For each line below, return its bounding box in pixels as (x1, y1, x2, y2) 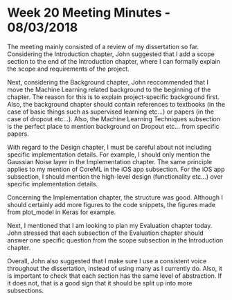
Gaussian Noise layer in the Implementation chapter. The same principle (7, 157, 213, 166)
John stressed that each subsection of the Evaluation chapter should (7, 229, 204, 237)
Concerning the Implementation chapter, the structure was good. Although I (7, 193, 223, 202)
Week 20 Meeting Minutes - (7, 5, 171, 21)
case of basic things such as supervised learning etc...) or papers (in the (7, 107, 215, 116)
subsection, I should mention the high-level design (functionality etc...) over (7, 172, 223, 181)
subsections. (7, 286, 44, 294)
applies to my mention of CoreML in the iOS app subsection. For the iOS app (7, 165, 225, 173)
